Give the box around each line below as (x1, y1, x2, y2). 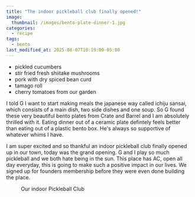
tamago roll (14, 82, 43, 89)
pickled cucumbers (14, 63, 62, 70)
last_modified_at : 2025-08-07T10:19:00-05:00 (6, 47, 120, 53)
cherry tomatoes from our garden (14, 88, 96, 95)
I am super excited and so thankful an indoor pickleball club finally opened (6, 142, 187, 149)
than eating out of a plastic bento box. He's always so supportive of (6, 124, 171, 132)
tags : (6, 36, 19, 42)
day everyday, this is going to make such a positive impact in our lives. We (6, 161, 187, 168)
